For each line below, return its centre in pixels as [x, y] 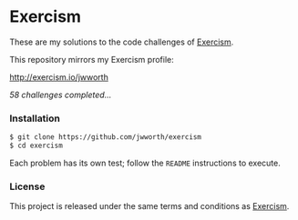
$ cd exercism [36, 146]
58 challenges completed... [61, 95]
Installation [35, 118]
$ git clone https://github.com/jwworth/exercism [106, 137]
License [27, 186]
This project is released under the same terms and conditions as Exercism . [149, 206]
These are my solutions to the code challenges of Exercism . [122, 42]
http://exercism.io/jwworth [59, 77]
